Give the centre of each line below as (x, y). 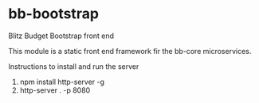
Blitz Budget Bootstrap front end (61, 36)
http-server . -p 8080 (55, 90)
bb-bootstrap (54, 14)
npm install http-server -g (62, 82)
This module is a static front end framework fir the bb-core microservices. (130, 51)
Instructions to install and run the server (74, 66)
